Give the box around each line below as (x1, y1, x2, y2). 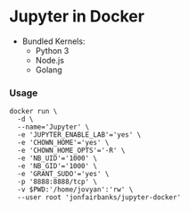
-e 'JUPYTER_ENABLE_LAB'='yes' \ (17, 131, 142, 139)
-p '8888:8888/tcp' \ (17, 177, 98, 187)
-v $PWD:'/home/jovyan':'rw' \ (17, 185, 134, 194)
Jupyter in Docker (9, 6, 145, 27)
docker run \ (9, 107, 58, 116)
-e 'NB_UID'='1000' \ (17, 154, 98, 163)
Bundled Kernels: (21, 36, 86, 46)
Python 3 (35, 45, 70, 55)
